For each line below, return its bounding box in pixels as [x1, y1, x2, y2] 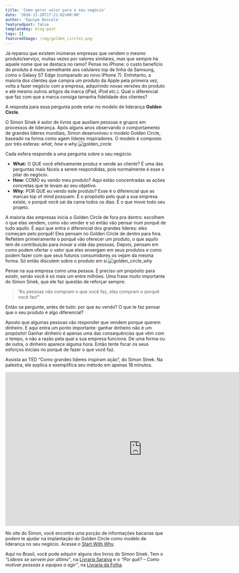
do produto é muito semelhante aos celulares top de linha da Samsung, [5, 66, 155, 72]
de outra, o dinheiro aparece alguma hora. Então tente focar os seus [5, 341, 149, 347]
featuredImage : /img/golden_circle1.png [5, 36, 93, 42]
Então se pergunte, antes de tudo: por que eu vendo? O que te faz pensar [5, 303, 160, 310]
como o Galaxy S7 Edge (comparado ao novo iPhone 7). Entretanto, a [5, 72, 151, 78]
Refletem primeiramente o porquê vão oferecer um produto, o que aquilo [5, 236, 158, 242]
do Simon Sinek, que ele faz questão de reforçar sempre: [5, 278, 126, 284]
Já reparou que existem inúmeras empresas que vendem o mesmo [5, 50, 146, 56]
